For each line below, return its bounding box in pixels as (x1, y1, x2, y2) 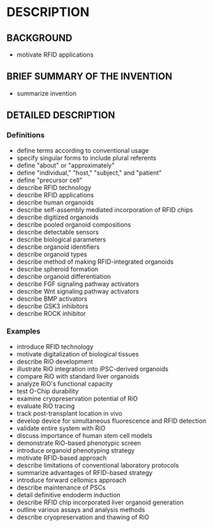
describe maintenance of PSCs (16, 483, 106, 492)
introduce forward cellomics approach (16, 476, 127, 484)
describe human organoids (16, 198, 95, 206)
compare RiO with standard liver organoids (16, 372, 140, 380)
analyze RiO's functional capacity (16, 379, 113, 388)
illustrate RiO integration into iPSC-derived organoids (16, 364, 168, 373)
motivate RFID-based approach (16, 453, 107, 462)
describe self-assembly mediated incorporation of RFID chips (16, 205, 194, 213)
